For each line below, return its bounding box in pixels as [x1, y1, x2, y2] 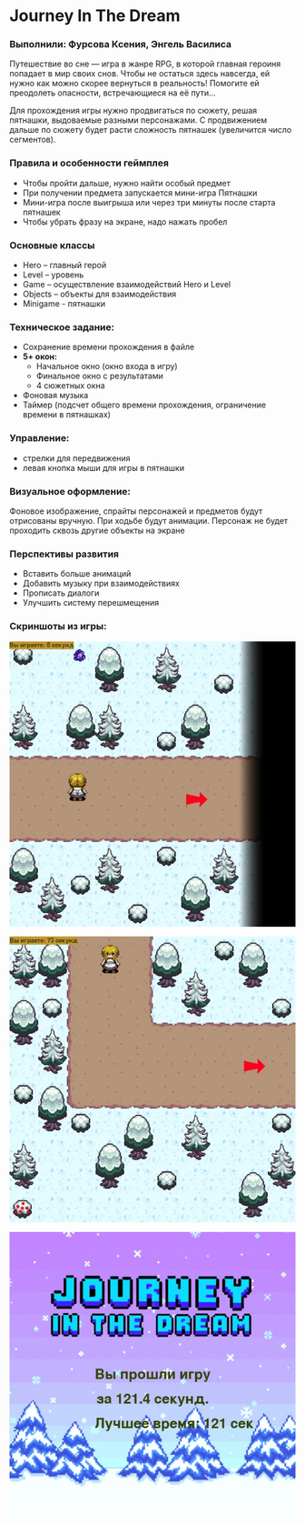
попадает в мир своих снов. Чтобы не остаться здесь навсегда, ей [9, 68, 271, 79]
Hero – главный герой [22, 260, 107, 271]
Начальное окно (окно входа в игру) [35, 361, 179, 372]
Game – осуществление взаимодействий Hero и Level [22, 279, 231, 290]
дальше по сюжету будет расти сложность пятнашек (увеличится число [9, 125, 292, 135]
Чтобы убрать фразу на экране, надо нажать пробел [22, 216, 228, 227]
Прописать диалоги [22, 587, 100, 598]
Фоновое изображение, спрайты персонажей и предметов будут [9, 506, 263, 517]
